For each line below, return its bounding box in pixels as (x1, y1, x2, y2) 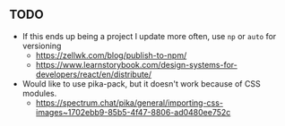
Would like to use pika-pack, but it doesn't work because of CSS (22, 78, 262, 88)
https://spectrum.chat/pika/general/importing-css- (35, 97, 224, 108)
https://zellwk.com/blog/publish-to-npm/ (35, 49, 187, 61)
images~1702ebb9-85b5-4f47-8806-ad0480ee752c (35, 106, 231, 117)
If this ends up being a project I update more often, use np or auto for (22, 30, 277, 41)
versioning (22, 40, 62, 51)
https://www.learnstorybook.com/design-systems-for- (35, 59, 237, 70)
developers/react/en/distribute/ (35, 69, 152, 80)
